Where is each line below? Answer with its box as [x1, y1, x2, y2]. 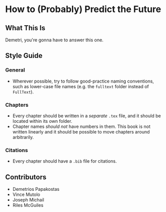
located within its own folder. [12, 118, 72, 124]
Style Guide [5, 51, 43, 60]
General [5, 66, 25, 74]
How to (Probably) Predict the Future [5, 4, 161, 15]
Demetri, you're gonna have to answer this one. [5, 37, 104, 43]
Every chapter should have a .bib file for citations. [12, 158, 117, 164]
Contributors [5, 173, 47, 181]
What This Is [5, 24, 45, 32]
